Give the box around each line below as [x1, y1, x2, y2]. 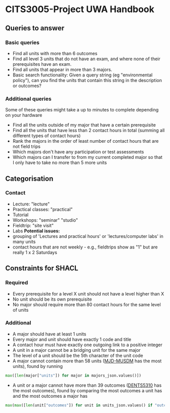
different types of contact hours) [12, 133, 81, 139]
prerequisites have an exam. [12, 61, 72, 67]
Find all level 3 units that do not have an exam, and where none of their [12, 56, 160, 62]
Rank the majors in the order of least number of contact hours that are [12, 138, 159, 144]
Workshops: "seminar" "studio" [12, 217, 78, 223]
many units [12, 238, 36, 244]
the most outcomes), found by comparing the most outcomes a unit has [12, 387, 162, 393]
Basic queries [5, 39, 39, 46]
